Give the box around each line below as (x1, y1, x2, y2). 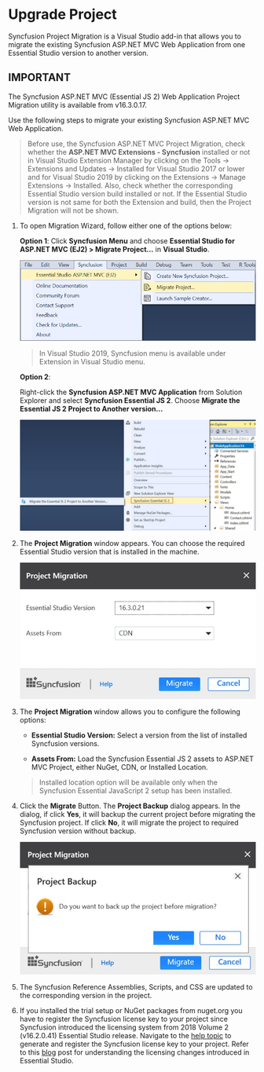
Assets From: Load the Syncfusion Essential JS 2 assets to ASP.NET (31, 754, 254, 763)
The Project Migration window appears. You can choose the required (19, 538, 245, 547)
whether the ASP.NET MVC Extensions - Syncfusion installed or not (27, 147, 251, 156)
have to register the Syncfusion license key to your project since (19, 1015, 228, 1024)
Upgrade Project (8, 5, 118, 24)
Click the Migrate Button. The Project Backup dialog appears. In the (19, 801, 241, 810)
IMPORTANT (8, 71, 71, 84)
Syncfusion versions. (31, 738, 100, 748)
